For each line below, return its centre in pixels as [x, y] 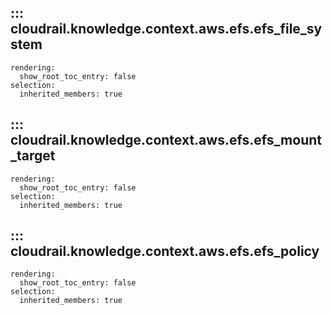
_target [33, 156]
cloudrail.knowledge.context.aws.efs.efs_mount [166, 140]
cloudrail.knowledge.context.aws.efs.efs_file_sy [166, 29]
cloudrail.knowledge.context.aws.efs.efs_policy [165, 251]
